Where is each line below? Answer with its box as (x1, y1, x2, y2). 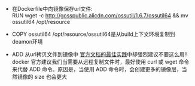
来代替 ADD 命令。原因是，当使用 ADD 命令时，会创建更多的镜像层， (11, 66, 182, 73)
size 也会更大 (34, 73, 68, 80)
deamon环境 (11, 38, 43, 45)
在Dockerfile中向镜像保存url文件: (11, 5, 93, 12)
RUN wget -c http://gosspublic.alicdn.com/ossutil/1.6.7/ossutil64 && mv (11, 12, 188, 19)
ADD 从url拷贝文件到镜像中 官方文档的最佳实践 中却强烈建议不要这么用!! (11, 51, 188, 58)
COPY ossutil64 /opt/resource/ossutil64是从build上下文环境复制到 (11, 30, 175, 38)
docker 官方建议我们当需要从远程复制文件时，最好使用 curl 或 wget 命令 (11, 59, 190, 65)
